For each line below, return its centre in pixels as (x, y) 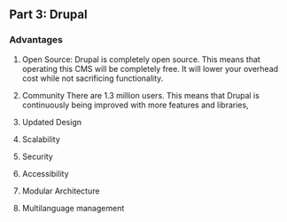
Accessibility (45, 173)
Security (37, 156)
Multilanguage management (73, 208)
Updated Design (52, 122)
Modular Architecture (61, 191)
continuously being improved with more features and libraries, (136, 105)
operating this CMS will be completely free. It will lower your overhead (150, 68)
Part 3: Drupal (48, 15)
